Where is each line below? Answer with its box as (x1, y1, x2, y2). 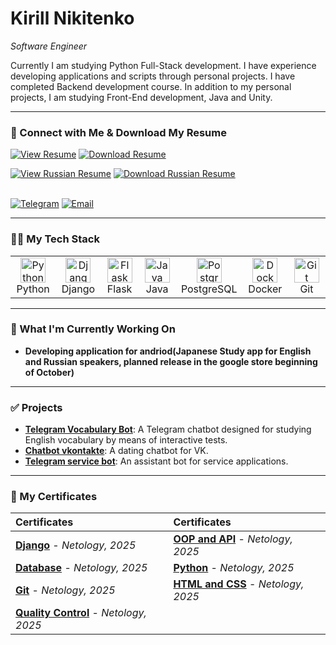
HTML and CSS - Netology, (173, 577, 305, 591)
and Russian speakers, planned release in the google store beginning (24, 355, 318, 367)
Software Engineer (10, 40, 88, 52)
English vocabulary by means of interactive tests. (24, 434, 228, 446)
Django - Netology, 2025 (15, 538, 137, 552)
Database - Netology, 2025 (15, 561, 148, 575)
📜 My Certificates (10, 490, 98, 504)
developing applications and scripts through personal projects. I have (10, 70, 296, 82)
